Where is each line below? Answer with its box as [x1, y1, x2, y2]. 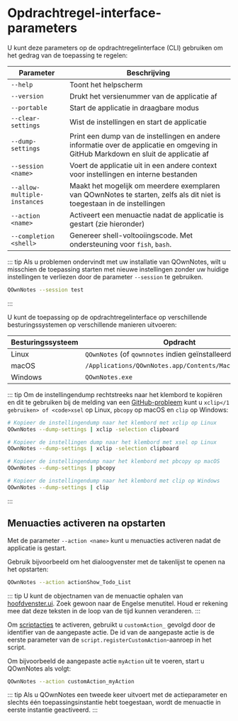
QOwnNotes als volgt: [7, 664, 72, 673]
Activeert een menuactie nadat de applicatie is [69, 210, 225, 220]
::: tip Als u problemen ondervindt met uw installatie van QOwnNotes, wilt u [7, 257, 227, 266]
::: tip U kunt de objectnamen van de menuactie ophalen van [7, 591, 183, 600]
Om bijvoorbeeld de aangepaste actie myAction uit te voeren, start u [7, 656, 205, 665]
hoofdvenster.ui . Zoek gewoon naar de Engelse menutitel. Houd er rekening [7, 599, 228, 608]
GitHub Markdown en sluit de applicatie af [69, 149, 210, 159]
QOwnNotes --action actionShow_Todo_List [7, 579, 132, 586]
